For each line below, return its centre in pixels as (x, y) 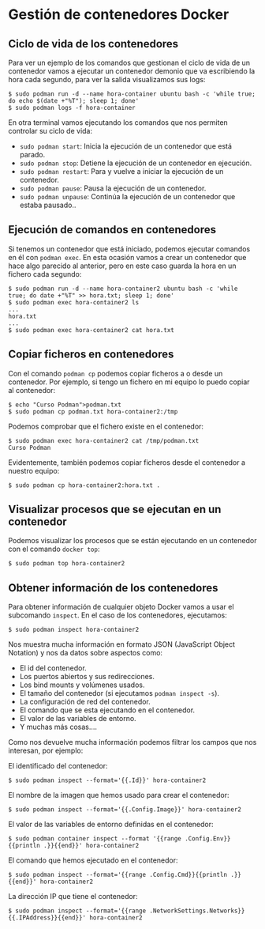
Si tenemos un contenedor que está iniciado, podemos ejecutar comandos (129, 249)
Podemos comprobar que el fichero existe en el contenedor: (106, 426)
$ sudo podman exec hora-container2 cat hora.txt (91, 330)
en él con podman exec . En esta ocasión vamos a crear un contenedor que (127, 257)
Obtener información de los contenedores (113, 588)
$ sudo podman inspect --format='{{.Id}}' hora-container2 (107, 780)
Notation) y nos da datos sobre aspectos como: (86, 653)
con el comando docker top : (54, 549)
